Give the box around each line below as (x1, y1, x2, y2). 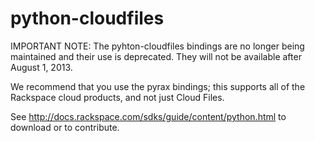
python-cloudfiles (10, 7, 165, 30)
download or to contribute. (10, 121, 120, 133)
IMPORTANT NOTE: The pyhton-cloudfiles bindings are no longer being (10, 40, 305, 52)
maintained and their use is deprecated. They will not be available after (10, 50, 302, 62)
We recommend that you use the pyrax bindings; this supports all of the (10, 80, 306, 92)
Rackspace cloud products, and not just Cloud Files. (10, 91, 225, 103)
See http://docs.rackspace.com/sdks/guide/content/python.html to (10, 110, 287, 122)
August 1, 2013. (10, 61, 73, 73)
